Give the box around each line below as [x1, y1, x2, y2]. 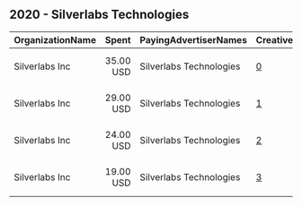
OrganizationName [13, 33, 97, 46]
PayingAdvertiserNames [139, 33, 247, 46]
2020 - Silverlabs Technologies [9, 7, 190, 22]
